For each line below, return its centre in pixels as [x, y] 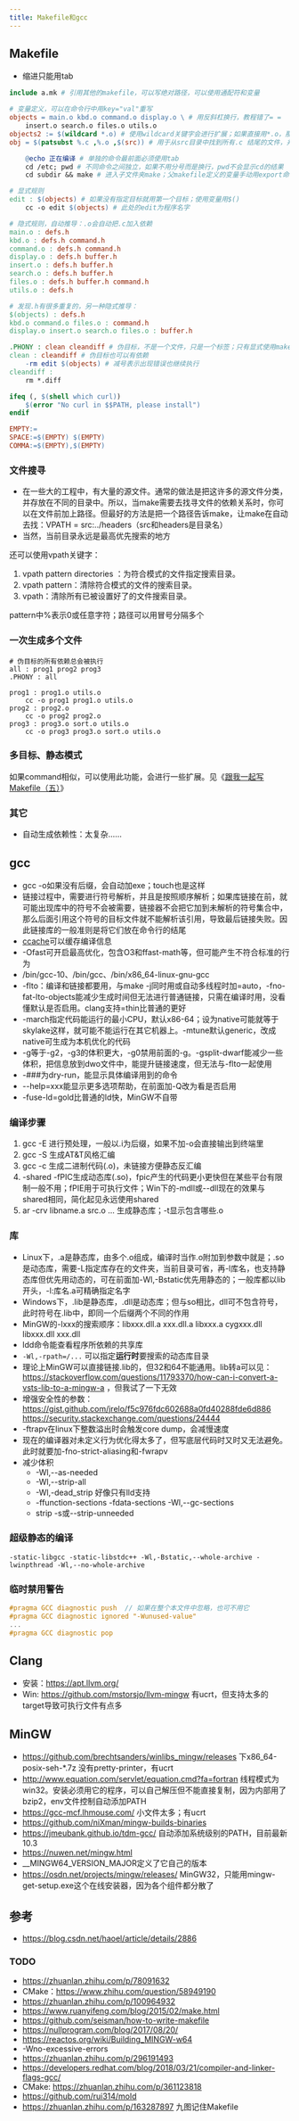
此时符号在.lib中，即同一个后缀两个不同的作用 [105, 1313]
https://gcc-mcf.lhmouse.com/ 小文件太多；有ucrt [114, 1812]
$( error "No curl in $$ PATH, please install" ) [113, 405]
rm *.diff [44, 380]
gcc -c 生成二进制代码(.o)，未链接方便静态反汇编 [112, 1166]
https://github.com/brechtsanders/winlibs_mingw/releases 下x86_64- [149, 1757]
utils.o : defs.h [41, 290]
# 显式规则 [27, 191]
